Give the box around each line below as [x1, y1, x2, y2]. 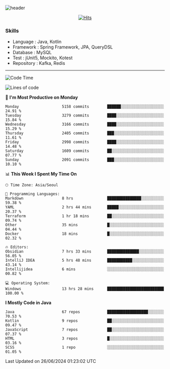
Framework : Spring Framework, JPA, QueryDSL [12, 44, 113, 50]
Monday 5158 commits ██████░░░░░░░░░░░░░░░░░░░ [5, 104, 164, 109]
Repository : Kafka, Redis [12, 60, 65, 66]
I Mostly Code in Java [5, 300, 52, 306]
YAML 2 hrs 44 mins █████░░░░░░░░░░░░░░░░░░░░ [5, 205, 164, 210]
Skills [5, 27, 19, 34]
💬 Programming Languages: [5, 191, 60, 197]
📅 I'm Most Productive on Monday [5, 94, 78, 101]
